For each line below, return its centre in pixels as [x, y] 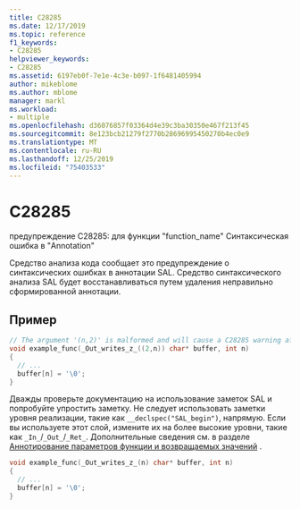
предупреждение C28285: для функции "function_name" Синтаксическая [149, 236]
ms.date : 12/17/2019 [48, 26]
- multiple [29, 117]
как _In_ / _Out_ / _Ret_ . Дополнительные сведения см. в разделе [129, 437]
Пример [33, 320]
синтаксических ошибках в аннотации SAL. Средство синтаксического [145, 273]
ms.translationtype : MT [54, 142]
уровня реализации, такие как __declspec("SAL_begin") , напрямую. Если [147, 418]
